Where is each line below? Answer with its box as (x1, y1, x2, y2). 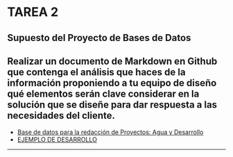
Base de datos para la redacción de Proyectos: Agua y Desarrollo (17, 128, 204, 136)
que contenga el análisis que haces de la (7, 66, 186, 78)
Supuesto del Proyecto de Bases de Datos (7, 32, 191, 44)
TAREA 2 (7, 4, 59, 20)
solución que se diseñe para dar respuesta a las (7, 99, 217, 110)
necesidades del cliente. (7, 109, 116, 122)
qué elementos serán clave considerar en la (7, 88, 200, 99)
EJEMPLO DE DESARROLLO (17, 135, 97, 144)
